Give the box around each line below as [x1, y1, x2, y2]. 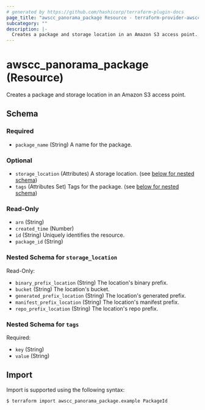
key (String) [15, 345, 45, 353]
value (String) [15, 352, 50, 359]
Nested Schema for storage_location [6, 253, 118, 262]
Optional [6, 156, 32, 165]
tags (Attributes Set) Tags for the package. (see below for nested [15, 183, 179, 190]
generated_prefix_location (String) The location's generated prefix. [15, 292, 186, 299]
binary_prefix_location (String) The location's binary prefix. [15, 279, 168, 286]
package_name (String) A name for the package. [15, 141, 132, 148]
